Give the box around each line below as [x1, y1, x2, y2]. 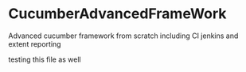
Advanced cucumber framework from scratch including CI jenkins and [8, 31, 239, 40]
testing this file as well [8, 55, 81, 64]
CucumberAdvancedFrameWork [8, 5, 227, 23]
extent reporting [8, 39, 61, 48]
